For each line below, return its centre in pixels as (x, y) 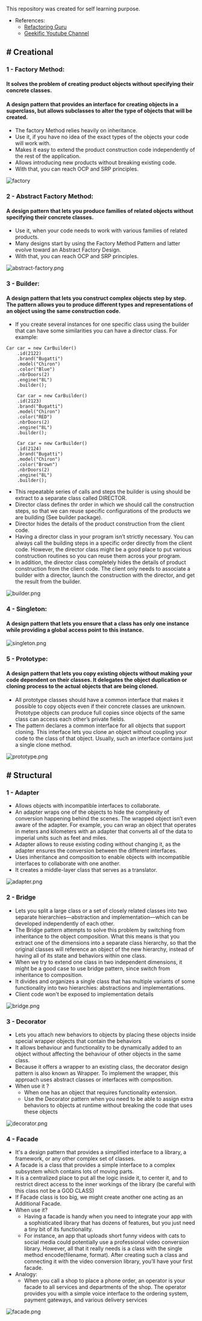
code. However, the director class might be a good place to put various (103, 550)
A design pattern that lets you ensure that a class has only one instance (98, 623)
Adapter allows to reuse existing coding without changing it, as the (98, 844)
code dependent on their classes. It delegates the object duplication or (97, 680)
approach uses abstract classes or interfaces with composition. (94, 1079)
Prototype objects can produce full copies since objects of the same (100, 712)
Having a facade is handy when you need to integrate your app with (108, 1216)
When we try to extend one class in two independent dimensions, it (99, 962)
